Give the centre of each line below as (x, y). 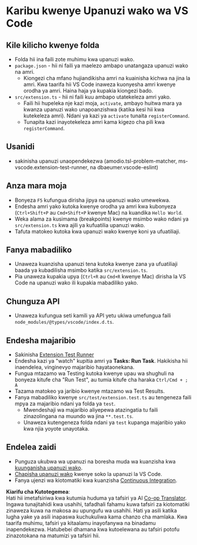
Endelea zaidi (31, 447)
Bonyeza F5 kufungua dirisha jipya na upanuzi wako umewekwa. (92, 200)
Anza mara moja (36, 186)
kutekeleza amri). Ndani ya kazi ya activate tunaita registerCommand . (106, 116)
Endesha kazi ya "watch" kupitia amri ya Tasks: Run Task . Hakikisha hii (101, 361)
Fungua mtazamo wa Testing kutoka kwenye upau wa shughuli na (94, 373)
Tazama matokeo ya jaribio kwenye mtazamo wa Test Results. (90, 391)
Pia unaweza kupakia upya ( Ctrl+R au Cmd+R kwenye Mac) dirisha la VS (100, 277)
